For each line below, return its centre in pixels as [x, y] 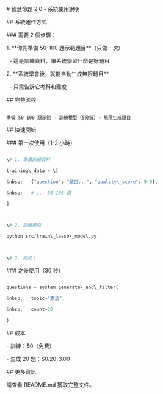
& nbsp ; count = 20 [30, 309]
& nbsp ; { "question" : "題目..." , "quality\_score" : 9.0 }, [82, 182]
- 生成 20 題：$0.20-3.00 [38, 359]
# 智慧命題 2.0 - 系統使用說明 [43, 9]
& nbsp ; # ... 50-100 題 [39, 193]
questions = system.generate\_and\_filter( [63, 287]
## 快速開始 [21, 130]
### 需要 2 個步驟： [31, 35]
